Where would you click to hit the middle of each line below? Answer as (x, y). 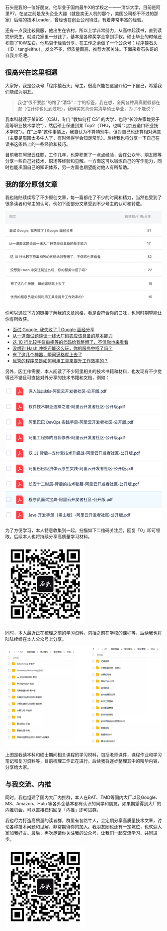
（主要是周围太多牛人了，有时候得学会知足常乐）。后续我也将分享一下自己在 (83, 138)
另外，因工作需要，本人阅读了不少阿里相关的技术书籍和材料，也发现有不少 (81, 372)
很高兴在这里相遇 (31, 73)
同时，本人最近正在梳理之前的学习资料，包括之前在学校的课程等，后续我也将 (83, 633)
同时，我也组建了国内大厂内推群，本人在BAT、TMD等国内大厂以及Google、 (83, 797)
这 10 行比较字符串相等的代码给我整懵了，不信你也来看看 (70, 342)
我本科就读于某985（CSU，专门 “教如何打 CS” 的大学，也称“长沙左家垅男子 (83, 119)
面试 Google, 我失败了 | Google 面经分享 (53, 330)
